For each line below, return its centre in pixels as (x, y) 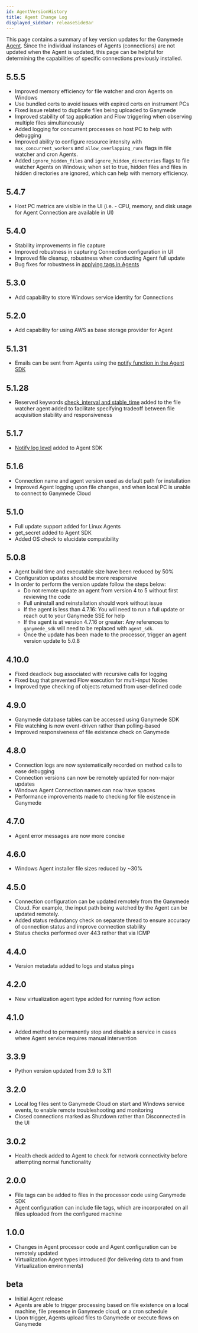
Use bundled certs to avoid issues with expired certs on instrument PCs (102, 104)
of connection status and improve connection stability (80, 927)
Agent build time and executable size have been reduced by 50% (94, 572)
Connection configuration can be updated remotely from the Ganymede (102, 901)
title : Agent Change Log (37, 17)
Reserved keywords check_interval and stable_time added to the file (98, 402)
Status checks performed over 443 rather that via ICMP (82, 933)
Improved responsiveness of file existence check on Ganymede (92, 732)
